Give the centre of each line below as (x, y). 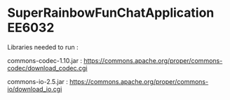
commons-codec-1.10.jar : (45, 60)
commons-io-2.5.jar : (38, 81)
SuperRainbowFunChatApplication (111, 13)
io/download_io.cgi (35, 89)
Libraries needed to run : (43, 47)
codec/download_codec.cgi (47, 68)
